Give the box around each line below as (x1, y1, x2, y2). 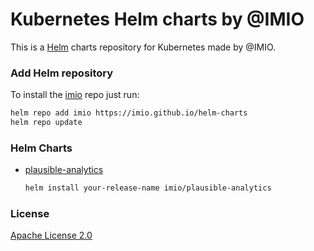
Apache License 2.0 (10, 229, 93, 242)
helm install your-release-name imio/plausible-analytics (24, 183, 272, 193)
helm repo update (10, 118, 83, 128)
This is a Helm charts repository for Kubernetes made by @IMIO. (10, 41, 277, 53)
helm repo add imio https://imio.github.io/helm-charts (10, 108, 248, 118)
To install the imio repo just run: (10, 89, 140, 101)
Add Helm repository (10, 66, 114, 80)
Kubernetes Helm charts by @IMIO (10, 8, 305, 31)
